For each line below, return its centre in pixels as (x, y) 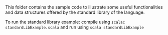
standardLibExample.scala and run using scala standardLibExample (74, 27)
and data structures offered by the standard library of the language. (75, 12)
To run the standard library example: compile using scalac (65, 22)
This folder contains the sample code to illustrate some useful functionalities (84, 7)
